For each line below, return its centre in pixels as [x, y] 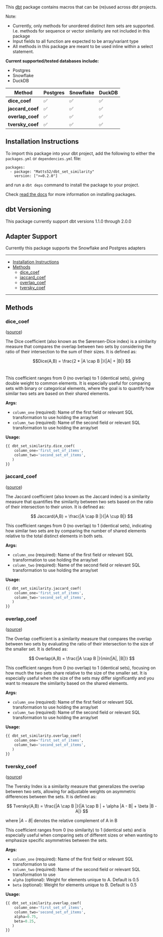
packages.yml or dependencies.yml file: [44, 158]
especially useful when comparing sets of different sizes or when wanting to [81, 835]
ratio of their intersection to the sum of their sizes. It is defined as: [71, 352]
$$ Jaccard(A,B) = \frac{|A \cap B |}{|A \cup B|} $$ [82, 516]
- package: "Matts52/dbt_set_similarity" [52, 172]
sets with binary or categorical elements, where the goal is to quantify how [80, 388]
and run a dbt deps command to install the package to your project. [73, 185]
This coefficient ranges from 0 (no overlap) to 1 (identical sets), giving [75, 378]
